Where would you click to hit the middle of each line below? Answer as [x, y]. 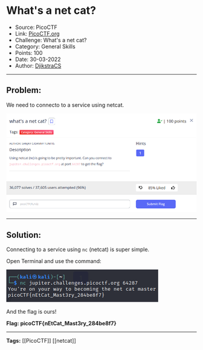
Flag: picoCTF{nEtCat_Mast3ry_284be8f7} [61, 323]
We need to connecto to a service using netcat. [65, 105]
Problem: [24, 90]
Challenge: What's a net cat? [51, 40]
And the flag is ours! [31, 312]
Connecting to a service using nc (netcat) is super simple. [78, 250]
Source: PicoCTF [36, 27]
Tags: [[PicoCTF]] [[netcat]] [41, 341]
